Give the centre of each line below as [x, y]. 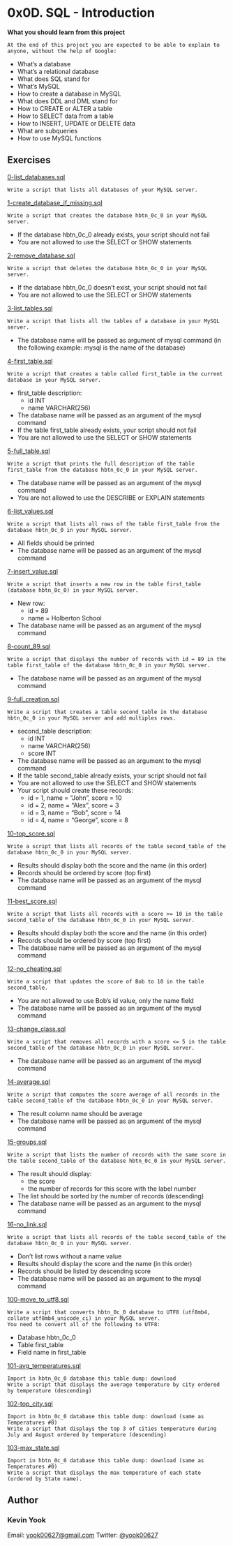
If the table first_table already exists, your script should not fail [107, 430]
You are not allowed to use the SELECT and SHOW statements [107, 782]
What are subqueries [47, 131]
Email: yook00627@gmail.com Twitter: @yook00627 [83, 1535]
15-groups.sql [27, 1142]
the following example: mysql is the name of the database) [102, 348]
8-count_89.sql [29, 646]
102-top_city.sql [30, 1404]
